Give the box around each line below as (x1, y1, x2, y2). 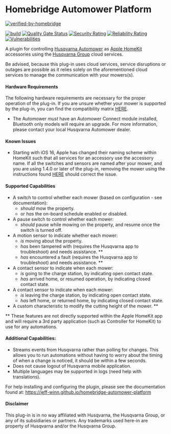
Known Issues (5, 138, 36, 144)
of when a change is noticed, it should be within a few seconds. (12, 357, 147, 364)
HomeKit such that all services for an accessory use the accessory (12, 155, 154, 161)
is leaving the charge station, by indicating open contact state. (20, 292, 152, 298)
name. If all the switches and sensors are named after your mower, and (12, 160, 162, 166)
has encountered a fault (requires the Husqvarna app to (20, 254, 138, 260)
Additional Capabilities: (5, 335, 56, 342)
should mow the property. (20, 205, 75, 211)
